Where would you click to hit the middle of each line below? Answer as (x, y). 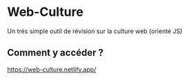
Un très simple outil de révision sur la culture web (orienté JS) (95, 31)
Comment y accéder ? (56, 53)
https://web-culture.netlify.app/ (52, 69)
